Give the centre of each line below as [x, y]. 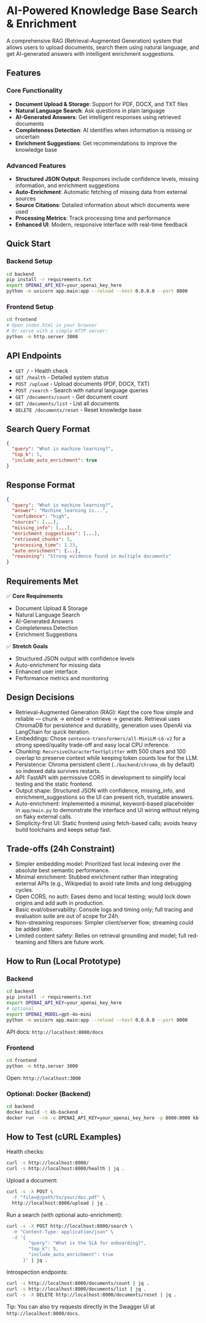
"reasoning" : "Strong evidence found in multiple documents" [92, 556]
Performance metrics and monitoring [62, 678]
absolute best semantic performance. [63, 870]
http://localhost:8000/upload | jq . [60, 1203]
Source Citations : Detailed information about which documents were [102, 205]
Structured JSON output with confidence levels [75, 659]
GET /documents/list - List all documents [67, 403]
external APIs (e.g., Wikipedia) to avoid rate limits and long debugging [103, 883]
